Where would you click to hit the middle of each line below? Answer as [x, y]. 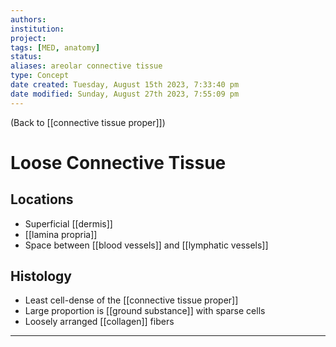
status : [26, 57]
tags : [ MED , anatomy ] [55, 47]
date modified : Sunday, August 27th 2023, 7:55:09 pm [125, 94]
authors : [28, 19]
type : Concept [40, 76]
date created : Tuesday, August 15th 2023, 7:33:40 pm [125, 85]
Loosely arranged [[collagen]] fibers [99, 322]
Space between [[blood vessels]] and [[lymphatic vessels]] [146, 245]
